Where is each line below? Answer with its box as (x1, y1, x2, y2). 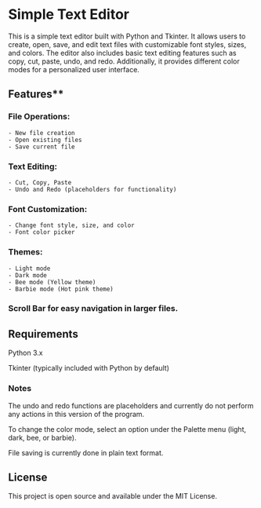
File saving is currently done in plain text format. (8, 448, 164, 457)
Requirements (8, 327, 78, 341)
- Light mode (8, 265, 51, 272)
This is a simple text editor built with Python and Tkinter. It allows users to (8, 31, 246, 41)
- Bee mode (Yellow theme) (8, 278, 96, 286)
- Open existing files (8, 136, 82, 144)
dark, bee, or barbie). (8, 433, 77, 442)
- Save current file (8, 143, 76, 151)
